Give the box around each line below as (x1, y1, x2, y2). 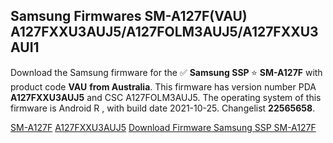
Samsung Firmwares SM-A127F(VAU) (10, 8, 248, 25)
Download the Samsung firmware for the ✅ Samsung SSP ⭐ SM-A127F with (10, 66, 323, 78)
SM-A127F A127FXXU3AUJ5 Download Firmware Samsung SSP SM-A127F (10, 121, 317, 133)
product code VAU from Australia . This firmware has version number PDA (10, 80, 317, 93)
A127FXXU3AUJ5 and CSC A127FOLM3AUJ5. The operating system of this (10, 91, 322, 103)
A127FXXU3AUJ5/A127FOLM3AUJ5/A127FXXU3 (10, 24, 319, 41)
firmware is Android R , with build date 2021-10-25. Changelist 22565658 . (10, 102, 316, 114)
